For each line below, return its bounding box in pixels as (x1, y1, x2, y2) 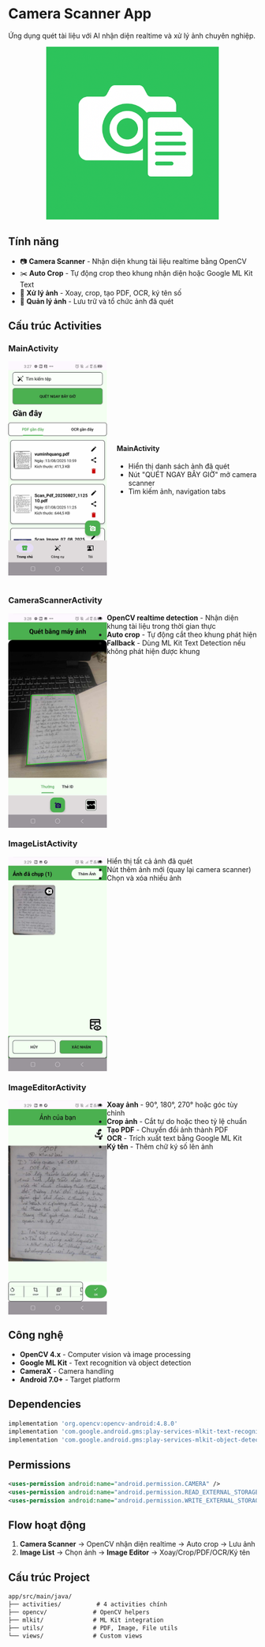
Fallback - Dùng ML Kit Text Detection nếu (106, 637, 246, 648)
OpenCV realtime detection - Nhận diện (106, 613, 239, 622)
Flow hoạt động (8, 1518, 86, 1532)
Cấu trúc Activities (8, 319, 103, 333)
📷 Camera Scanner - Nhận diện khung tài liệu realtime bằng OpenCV (19, 256, 247, 265)
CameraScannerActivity (8, 595, 103, 606)
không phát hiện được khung (106, 646, 200, 656)
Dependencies (8, 1397, 81, 1411)
